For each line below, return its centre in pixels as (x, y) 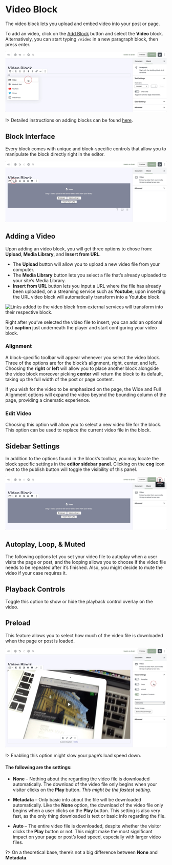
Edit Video (18, 413)
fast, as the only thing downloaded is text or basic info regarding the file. (89, 816)
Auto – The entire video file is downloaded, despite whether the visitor (87, 826)
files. (18, 842)
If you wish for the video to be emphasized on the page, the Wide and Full (83, 389)
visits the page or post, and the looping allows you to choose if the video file (86, 562)
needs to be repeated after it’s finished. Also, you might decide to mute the (84, 567)
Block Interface (30, 136)
